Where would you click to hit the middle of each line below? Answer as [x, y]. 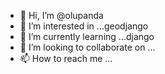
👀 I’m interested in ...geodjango [84, 26]
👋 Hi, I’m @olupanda [61, 15]
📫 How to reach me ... [66, 58]
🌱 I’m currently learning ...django [87, 36]
